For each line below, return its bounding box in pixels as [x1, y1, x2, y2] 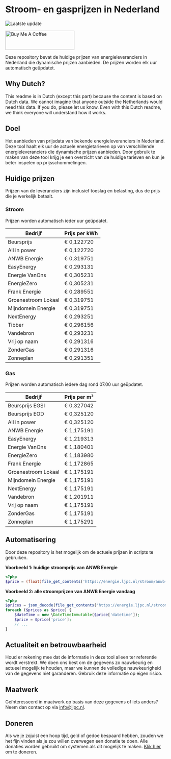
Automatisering [5, 535, 56, 544]
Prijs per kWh [64, 230, 98, 237]
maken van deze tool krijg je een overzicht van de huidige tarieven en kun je [5, 154, 165, 160]
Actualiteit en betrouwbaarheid [5, 641, 107, 649]
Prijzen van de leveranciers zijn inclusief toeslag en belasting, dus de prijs [5, 188, 160, 194]
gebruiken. [5, 554, 28, 560]
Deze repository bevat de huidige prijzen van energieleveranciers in [5, 54, 148, 60]
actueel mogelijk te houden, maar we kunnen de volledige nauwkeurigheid [5, 665, 161, 671]
